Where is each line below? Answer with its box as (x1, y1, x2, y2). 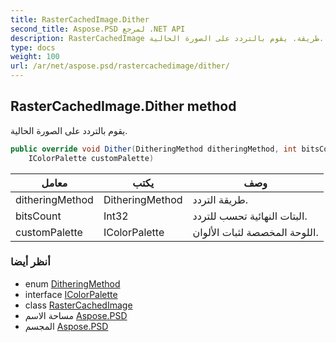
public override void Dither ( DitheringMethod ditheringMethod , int (10, 144, 298, 154)
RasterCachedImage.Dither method (10, 98, 237, 115)
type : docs (10, 42, 56, 53)
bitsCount (15, 209, 62, 223)
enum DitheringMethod (24, 277, 121, 290)
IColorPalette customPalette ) (28, 153, 155, 163)
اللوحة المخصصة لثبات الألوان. (192, 225, 319, 239)
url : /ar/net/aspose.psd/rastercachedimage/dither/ (10, 61, 230, 71)
